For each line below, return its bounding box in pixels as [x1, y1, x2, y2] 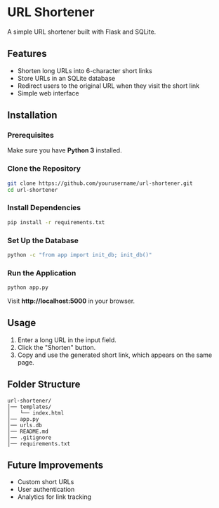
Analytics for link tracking [17, 493, 92, 501]
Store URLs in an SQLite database [17, 74, 116, 82]
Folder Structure [7, 379, 81, 391]
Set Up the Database [7, 235, 79, 245]
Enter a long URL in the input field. [17, 335, 117, 344]
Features [7, 48, 47, 60]
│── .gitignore [7, 434, 52, 441]
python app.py [7, 284, 49, 292]
